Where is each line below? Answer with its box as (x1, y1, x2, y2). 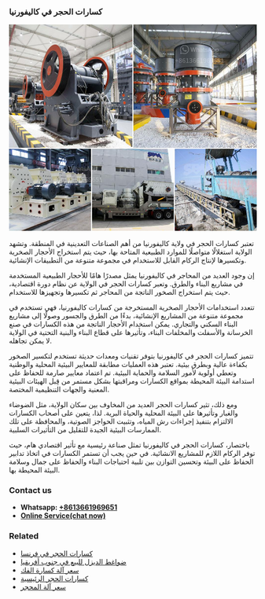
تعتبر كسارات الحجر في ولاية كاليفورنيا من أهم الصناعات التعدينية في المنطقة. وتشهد (9, 238, 255, 248)
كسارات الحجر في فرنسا (20, 549, 94, 558)
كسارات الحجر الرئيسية (20, 573, 89, 583)
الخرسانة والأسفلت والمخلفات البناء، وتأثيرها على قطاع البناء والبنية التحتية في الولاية (9, 327, 253, 336)
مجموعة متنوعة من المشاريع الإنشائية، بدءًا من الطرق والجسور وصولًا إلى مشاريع (9, 311, 244, 320)
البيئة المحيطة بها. (9, 465, 61, 474)
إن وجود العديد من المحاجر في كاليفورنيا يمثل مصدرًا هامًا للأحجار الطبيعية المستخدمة (9, 270, 255, 280)
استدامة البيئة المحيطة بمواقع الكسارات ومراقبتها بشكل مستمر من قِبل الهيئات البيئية (9, 376, 255, 385)
